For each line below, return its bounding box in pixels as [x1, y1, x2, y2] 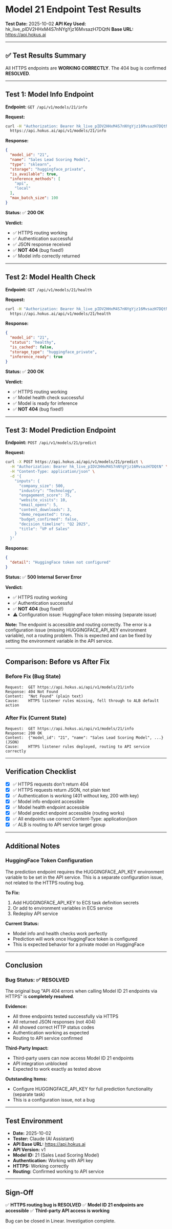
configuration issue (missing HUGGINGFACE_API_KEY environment [5, 627, 147, 633]
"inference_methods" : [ [10, 176, 60, 181]
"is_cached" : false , [10, 345, 54, 350]
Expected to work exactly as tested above [12, 1066, 101, 1072]
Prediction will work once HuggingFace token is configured [12, 936, 138, 942]
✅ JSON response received [12, 241, 71, 247]
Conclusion [5, 961, 43, 970]
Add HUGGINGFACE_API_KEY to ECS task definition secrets [12, 899, 139, 905]
